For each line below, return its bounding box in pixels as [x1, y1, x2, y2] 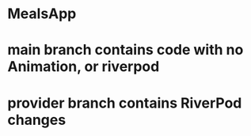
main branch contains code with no [7, 41, 244, 59]
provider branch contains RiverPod [7, 94, 242, 111]
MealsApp [7, 5, 77, 23]
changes [7, 111, 67, 129]
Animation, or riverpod [7, 58, 160, 76]
